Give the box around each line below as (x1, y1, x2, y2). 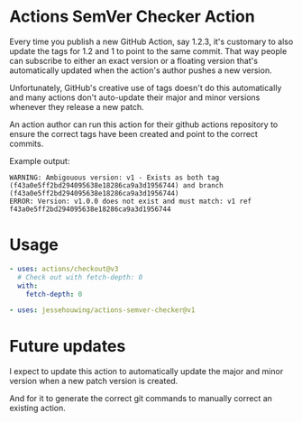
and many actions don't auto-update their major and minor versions (9, 92, 261, 103)
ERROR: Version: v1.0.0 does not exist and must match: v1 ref (9, 197, 252, 206)
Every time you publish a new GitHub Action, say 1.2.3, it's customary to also (9, 36, 294, 47)
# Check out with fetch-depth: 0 (17, 272, 143, 281)
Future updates (9, 336, 126, 357)
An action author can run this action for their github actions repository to (9, 119, 279, 130)
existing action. (9, 403, 66, 414)
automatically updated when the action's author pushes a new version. (9, 65, 272, 76)
